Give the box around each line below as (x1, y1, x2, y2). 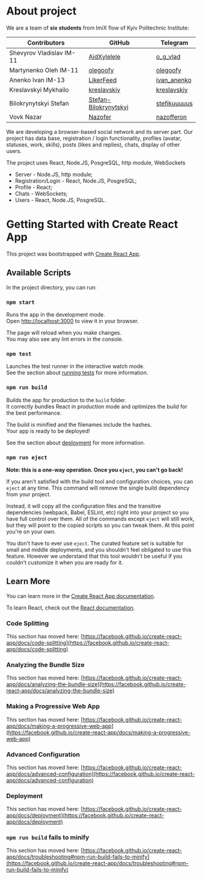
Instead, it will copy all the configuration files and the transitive (6, 502, 161, 509)
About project (6, 4, 77, 18)
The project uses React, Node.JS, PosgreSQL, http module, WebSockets (6, 159, 186, 166)
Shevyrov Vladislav (9, 48, 63, 57)
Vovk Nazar (9, 113, 42, 121)
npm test (6, 350, 32, 357)
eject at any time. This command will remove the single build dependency (6, 484, 190, 491)
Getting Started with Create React (6, 218, 179, 232)
